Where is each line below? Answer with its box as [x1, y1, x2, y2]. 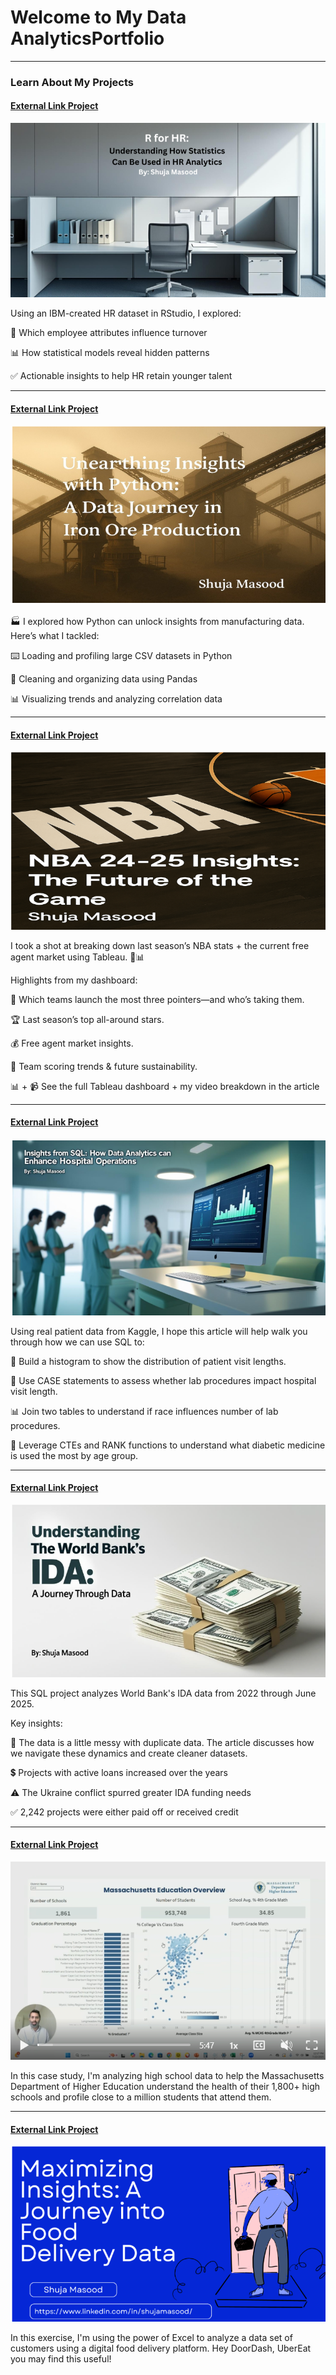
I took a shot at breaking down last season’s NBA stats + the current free [10, 939, 310, 951]
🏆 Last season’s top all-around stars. [10, 1013, 165, 1025]
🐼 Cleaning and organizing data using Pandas [10, 673, 198, 685]
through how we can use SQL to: [10, 1336, 145, 1348]
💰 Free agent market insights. [10, 1037, 134, 1049]
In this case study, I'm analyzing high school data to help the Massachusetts [10, 2070, 325, 2081]
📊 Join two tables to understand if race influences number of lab [10, 1405, 279, 1417]
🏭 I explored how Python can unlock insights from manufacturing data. [10, 616, 305, 628]
